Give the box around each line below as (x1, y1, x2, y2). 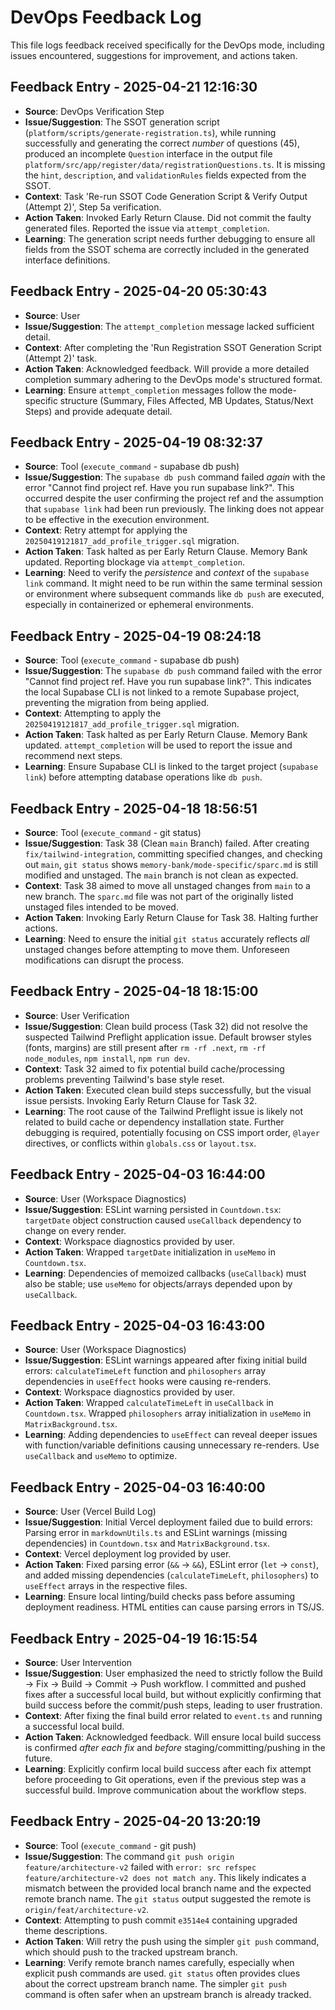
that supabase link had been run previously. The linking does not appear (24, 503, 325, 515)
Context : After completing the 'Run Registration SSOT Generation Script (24, 341, 322, 353)
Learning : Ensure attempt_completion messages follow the (24, 384, 268, 396)
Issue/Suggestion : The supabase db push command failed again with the (24, 471, 326, 483)
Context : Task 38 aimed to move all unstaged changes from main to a (24, 880, 311, 891)
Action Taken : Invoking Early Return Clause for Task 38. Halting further (24, 912, 319, 923)
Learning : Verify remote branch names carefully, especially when (24, 1956, 295, 1968)
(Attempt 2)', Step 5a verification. (24, 201, 162, 213)
